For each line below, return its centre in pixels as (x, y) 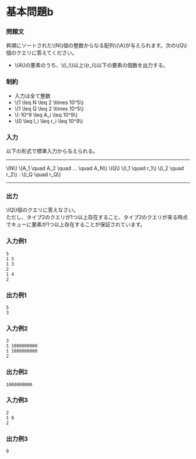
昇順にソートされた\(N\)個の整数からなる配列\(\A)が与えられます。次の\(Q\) (97, 46)
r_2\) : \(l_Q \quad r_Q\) (34, 175)
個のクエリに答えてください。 (42, 53)
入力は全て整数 (32, 96)
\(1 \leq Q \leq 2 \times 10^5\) (49, 108)
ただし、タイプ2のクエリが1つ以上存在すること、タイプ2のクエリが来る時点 (97, 218)
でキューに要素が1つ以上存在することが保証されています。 (76, 225)
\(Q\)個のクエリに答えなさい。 (42, 210)
